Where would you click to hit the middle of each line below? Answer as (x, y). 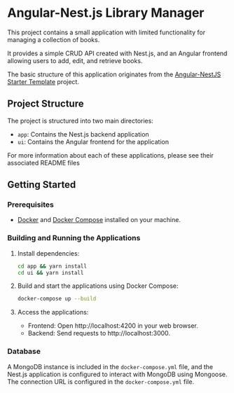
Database (24, 352)
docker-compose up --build (57, 299)
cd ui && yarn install (50, 273)
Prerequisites (30, 205)
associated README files (44, 163)
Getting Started (42, 185)
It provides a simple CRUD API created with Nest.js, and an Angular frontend (117, 53)
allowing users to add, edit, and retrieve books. (75, 60)
